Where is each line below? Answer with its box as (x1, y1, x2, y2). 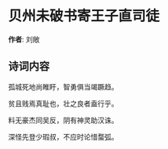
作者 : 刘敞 (8, 35, 40, 44)
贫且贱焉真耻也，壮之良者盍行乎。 (8, 99, 119, 108)
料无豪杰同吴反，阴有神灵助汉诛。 (8, 115, 119, 125)
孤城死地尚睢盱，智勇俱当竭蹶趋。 (8, 82, 119, 91)
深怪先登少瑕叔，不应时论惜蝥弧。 (8, 132, 119, 141)
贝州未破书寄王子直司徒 (8, 7, 160, 25)
